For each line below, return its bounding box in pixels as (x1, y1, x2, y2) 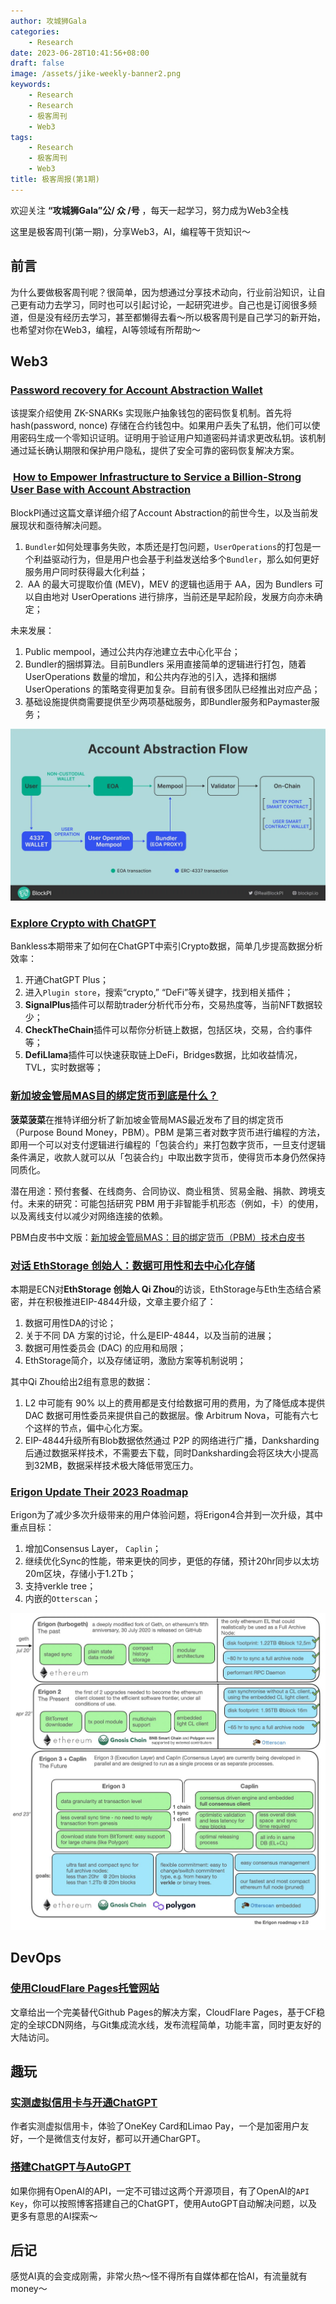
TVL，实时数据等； (24, 1061, 104, 1074)
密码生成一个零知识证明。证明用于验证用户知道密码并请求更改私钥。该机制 (18, 432, 326, 444)
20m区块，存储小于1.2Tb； (24, 1568, 137, 1580)
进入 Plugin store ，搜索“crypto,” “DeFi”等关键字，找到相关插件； (24, 986, 294, 999)
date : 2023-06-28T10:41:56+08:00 (10, 48, 150, 58)
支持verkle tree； (24, 1580, 97, 1592)
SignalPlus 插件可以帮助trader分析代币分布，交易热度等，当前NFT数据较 (24, 999, 323, 1011)
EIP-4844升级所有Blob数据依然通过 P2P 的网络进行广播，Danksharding (24, 1435, 320, 1447)
